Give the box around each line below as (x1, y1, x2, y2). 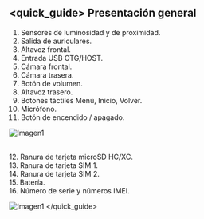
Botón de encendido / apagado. (20, 112, 125, 122)
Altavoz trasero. (20, 87, 73, 97)
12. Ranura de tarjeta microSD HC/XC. (9, 152, 134, 161)
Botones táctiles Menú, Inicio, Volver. (20, 95, 143, 105)
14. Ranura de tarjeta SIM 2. (9, 169, 100, 178)
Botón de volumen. (20, 78, 83, 88)
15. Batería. (9, 177, 45, 187)
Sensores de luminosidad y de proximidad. (20, 27, 161, 37)
